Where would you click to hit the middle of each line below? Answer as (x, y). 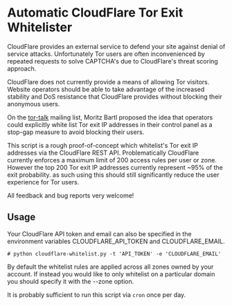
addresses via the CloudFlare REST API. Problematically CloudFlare (103, 153)
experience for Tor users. (43, 182)
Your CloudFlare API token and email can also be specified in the (99, 233)
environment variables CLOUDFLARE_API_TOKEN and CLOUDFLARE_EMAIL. (116, 241)
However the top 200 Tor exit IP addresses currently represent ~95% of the (115, 167)
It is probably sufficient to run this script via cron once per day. (97, 294)
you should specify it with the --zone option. (71, 281)
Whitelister (40, 27)
